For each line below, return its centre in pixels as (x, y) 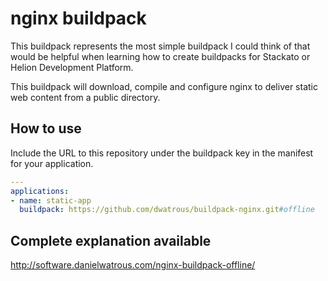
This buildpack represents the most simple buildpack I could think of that (160, 46)
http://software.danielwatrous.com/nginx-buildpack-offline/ (133, 265)
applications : (40, 191)
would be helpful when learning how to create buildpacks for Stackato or (160, 56)
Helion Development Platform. (72, 67)
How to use (46, 128)
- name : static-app (51, 200)
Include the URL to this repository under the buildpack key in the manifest (162, 153)
